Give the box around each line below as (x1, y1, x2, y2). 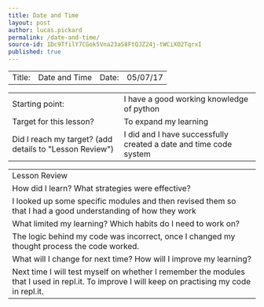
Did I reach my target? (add (12, 134, 113, 144)
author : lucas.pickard (8, 26, 82, 34)
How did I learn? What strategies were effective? (12, 183, 191, 193)
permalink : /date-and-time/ (8, 33, 101, 42)
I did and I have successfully (123, 129, 229, 140)
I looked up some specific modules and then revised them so (12, 196, 236, 206)
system (123, 148, 151, 159)
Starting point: (12, 99, 64, 109)
